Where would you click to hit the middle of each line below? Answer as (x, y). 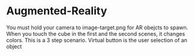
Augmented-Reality (57, 11)
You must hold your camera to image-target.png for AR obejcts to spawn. (97, 27)
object (14, 46)
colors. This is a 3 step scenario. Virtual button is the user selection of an (97, 40)
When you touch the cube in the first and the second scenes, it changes (96, 33)
